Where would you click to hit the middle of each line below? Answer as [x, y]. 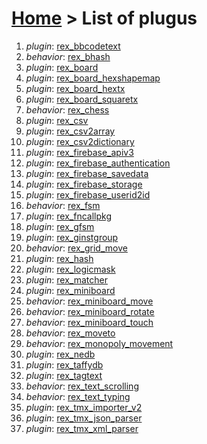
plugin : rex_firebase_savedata [87, 173]
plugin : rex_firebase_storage [84, 184]
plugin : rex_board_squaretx [82, 99]
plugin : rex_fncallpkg [68, 216]
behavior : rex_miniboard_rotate [90, 311]
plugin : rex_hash [59, 258]
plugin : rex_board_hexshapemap [93, 78]
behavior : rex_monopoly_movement [99, 343]
